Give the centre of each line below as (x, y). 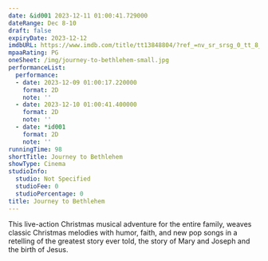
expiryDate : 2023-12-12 (48, 38)
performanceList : (37, 68)
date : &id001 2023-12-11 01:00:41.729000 (78, 16)
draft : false (30, 30)
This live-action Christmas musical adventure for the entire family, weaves (130, 223)
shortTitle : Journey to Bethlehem (66, 156)
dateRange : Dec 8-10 (43, 23)
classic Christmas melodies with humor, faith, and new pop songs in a (123, 232)
